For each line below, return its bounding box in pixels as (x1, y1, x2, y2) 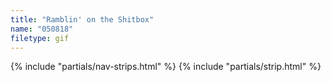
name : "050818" (10, 24, 74, 34)
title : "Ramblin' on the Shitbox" (10, 14, 155, 25)
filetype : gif (10, 33, 70, 43)
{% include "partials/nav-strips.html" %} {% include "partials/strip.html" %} (10, 61, 322, 73)
